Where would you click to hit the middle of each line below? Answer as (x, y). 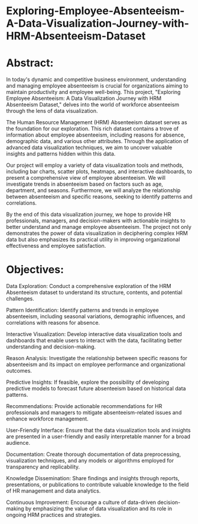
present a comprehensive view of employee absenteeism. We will (86, 178)
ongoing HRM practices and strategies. (54, 515)
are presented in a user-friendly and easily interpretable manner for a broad (98, 436)
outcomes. (19, 371)
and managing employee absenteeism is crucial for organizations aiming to (97, 86)
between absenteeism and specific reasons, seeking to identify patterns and (99, 197)
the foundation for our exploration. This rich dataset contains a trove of (92, 129)
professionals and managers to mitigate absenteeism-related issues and (94, 413)
